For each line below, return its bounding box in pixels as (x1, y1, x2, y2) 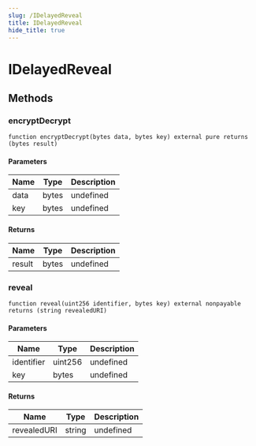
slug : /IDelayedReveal (8, 11, 83, 20)
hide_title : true (8, 26, 65, 34)
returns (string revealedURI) (8, 306, 108, 314)
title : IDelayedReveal (8, 19, 83, 27)
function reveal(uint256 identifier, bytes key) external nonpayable (8, 299, 242, 308)
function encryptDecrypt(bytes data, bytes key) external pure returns (8, 133, 248, 141)
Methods (8, 92, 54, 105)
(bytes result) (8, 140, 58, 148)
